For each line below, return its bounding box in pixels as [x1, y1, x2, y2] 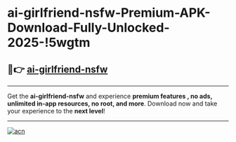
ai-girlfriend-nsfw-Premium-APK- [7, 5, 211, 21]
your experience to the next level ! [7, 107, 105, 115]
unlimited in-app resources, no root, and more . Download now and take [7, 99, 218, 108]
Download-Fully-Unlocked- [7, 20, 170, 36]
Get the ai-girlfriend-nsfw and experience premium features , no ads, [7, 92, 213, 100]
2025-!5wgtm [7, 35, 91, 50]
